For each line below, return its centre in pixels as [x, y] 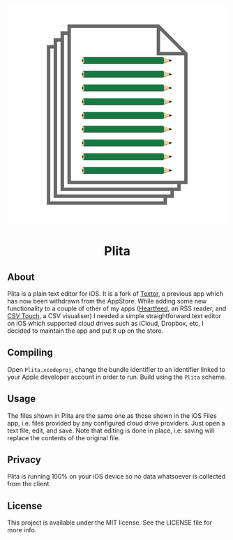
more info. [22, 530]
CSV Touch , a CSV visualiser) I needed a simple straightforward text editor [114, 316]
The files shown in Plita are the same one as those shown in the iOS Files [112, 415]
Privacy [24, 460]
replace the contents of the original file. [64, 437]
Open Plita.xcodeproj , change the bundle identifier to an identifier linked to [116, 369]
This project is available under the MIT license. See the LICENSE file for [110, 523]
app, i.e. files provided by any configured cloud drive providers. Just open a [116, 423]
